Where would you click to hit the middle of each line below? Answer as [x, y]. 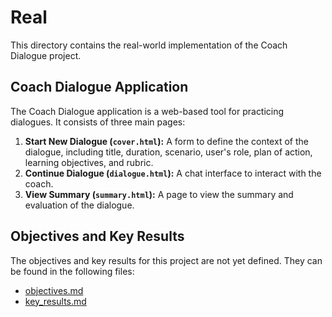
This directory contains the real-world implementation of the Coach [149, 45]
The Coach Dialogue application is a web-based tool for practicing [147, 111]
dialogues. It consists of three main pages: [98, 122]
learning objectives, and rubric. [89, 162]
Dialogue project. [46, 55]
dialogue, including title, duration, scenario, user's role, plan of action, [168, 152]
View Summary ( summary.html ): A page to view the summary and [159, 194]
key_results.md [55, 301]
